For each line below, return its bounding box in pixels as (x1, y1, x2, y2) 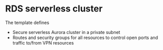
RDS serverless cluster (5, 3, 103, 14)
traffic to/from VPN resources (12, 39, 74, 45)
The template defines (5, 19, 49, 25)
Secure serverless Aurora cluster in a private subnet (12, 29, 120, 35)
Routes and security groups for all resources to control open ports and (12, 34, 158, 40)
